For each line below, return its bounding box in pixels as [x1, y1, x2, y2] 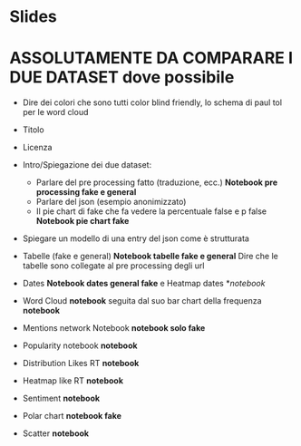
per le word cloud [22, 107, 89, 118]
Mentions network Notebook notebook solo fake [22, 323, 206, 334]
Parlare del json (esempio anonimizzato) [35, 197, 187, 208]
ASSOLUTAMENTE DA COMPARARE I [9, 48, 293, 69]
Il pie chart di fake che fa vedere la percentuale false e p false [35, 206, 267, 217]
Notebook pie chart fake [35, 216, 130, 227]
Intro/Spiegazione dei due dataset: [22, 160, 152, 170]
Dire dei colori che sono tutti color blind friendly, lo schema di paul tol [22, 97, 283, 108]
